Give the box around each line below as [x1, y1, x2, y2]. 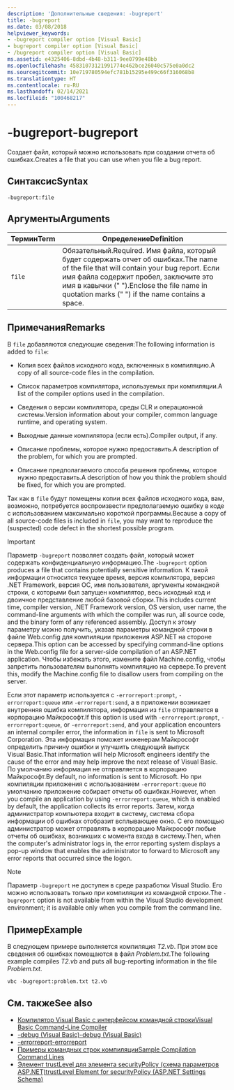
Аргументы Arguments [7, 213, 110, 225]
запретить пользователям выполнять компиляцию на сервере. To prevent [7, 662, 226, 671]
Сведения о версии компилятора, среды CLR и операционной [17, 403, 203, 412]
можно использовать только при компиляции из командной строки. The [7, 889, 222, 897]
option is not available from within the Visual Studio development [37, 896, 223, 905]
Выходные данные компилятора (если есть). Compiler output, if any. [17, 431, 218, 440]
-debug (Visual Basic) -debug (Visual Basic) [17, 1031, 142, 1038]
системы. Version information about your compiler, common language [17, 410, 218, 419]
